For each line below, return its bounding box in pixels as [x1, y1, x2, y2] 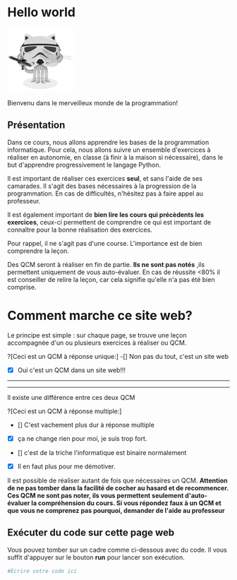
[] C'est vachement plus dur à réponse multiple [17, 420, 155, 429]
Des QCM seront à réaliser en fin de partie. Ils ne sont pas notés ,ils [7, 260, 205, 268]
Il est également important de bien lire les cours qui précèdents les [7, 210, 205, 219]
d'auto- [184, 491, 208, 499]
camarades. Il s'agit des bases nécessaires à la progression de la [7, 182, 197, 190]
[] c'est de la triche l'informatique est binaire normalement [17, 448, 187, 456]
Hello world [7, 4, 76, 20]
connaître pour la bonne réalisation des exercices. [7, 225, 153, 234]
